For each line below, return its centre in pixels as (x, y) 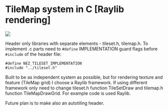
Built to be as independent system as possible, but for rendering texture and (84, 77)
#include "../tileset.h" (31, 68)
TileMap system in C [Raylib (65, 9)
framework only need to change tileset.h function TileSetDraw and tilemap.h (84, 88)
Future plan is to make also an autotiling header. (55, 103)
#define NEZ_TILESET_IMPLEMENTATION (44, 63)
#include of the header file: (33, 54)
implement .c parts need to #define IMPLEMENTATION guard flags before (81, 48)
